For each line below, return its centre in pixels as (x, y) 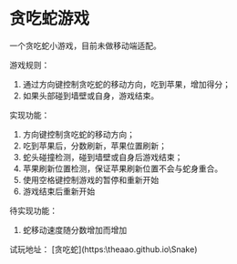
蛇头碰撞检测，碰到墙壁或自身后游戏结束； (103, 157)
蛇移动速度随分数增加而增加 (75, 229)
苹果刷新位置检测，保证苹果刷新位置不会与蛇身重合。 (123, 168)
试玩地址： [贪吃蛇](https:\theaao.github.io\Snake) (103, 249)
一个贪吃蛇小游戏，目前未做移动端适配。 (85, 46)
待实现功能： (33, 210)
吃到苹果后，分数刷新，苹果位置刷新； (94, 146)
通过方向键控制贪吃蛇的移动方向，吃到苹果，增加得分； (126, 84)
